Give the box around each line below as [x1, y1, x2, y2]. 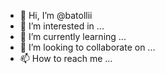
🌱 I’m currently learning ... [19, 31, 127, 42]
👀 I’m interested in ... [19, 20, 105, 32]
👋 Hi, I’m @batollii [19, 10, 93, 21]
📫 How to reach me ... [19, 53, 113, 64]
